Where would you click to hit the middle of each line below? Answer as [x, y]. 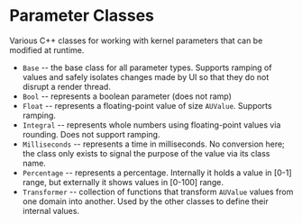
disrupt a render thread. [66, 86]
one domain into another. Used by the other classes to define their [145, 201]
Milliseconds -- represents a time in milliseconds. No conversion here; [154, 144]
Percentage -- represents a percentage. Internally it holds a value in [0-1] [157, 173]
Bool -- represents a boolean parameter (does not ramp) [127, 96]
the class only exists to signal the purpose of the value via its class [146, 153]
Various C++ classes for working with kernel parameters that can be [136, 40]
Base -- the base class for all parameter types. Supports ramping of [147, 67]
